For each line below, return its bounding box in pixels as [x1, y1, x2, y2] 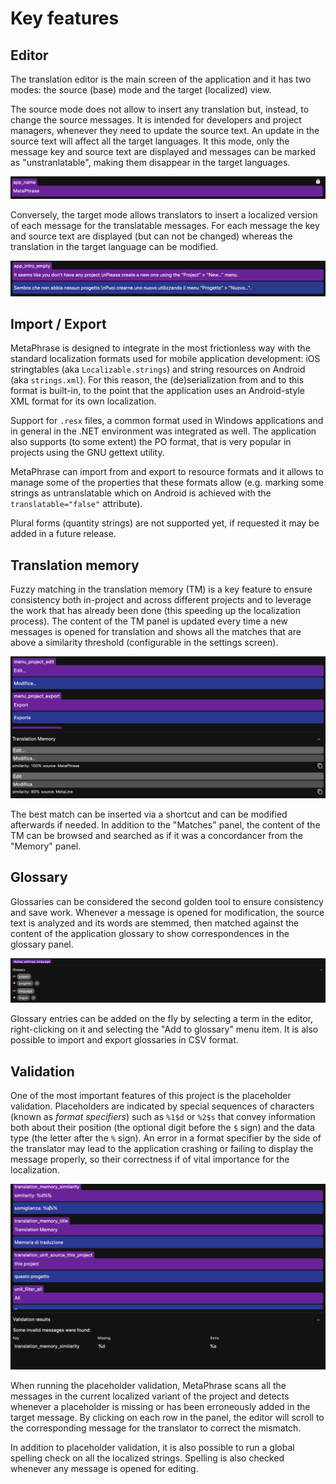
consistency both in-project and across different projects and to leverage [10, 594, 312, 606]
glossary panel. [10, 938, 74, 950]
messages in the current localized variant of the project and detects [10, 1390, 290, 1402]
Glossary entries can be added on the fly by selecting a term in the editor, [10, 1013, 314, 1025]
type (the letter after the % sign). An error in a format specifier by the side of [10, 1132, 322, 1144]
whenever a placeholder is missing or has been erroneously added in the [10, 1400, 311, 1412]
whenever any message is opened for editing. [10, 1462, 199, 1474]
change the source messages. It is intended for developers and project [10, 114, 302, 126]
